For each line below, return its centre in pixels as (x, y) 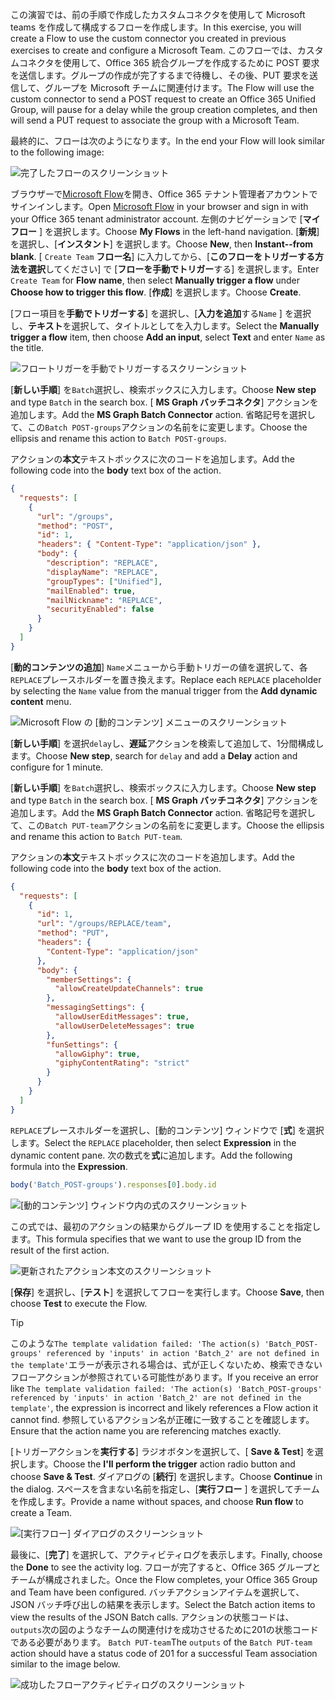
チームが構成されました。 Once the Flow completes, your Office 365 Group (164, 1579)
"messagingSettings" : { (95, 1008)
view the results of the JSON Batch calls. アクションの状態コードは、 (152, 1617)
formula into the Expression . (69, 1166)
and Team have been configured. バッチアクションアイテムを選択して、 (157, 1592)
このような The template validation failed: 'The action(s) (135, 1343)
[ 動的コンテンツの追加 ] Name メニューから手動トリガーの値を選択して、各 (159, 667)
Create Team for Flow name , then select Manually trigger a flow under (155, 280)
